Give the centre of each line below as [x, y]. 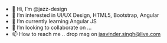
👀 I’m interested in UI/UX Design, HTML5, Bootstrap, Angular [85, 15]
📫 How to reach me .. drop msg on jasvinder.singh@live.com [86, 34]
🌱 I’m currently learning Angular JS [54, 21]
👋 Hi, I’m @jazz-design [40, 9]
